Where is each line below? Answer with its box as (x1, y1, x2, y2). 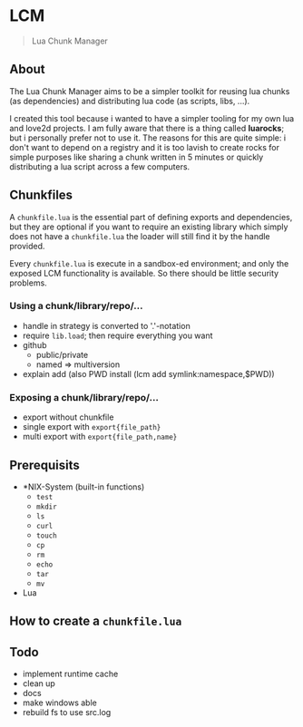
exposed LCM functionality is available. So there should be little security (9, 267, 279, 278)
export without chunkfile (22, 412, 114, 422)
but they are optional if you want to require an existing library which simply (9, 221, 288, 232)
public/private (35, 349, 89, 360)
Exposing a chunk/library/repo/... (9, 391, 159, 403)
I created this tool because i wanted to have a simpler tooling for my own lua (9, 112, 295, 123)
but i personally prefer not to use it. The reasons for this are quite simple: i (9, 132, 287, 143)
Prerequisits (9, 457, 80, 472)
